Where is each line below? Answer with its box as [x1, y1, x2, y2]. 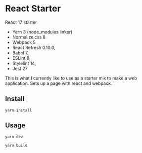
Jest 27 [12, 65, 28, 72]
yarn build [5, 143, 28, 148]
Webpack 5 [12, 39, 36, 45]
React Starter [5, 3, 61, 14]
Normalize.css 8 [12, 34, 46, 40]
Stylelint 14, [12, 60, 36, 66]
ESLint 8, [12, 55, 31, 61]
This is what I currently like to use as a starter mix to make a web [5, 75, 137, 81]
